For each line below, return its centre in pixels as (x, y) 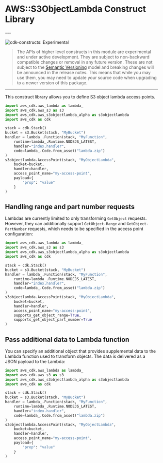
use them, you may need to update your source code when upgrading (87, 77)
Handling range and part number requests (70, 206)
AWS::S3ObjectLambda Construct (76, 9)
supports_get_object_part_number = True (53, 320)
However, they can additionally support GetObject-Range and (65, 224)
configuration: (19, 234)
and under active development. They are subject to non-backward (83, 57)
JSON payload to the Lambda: (35, 361)
